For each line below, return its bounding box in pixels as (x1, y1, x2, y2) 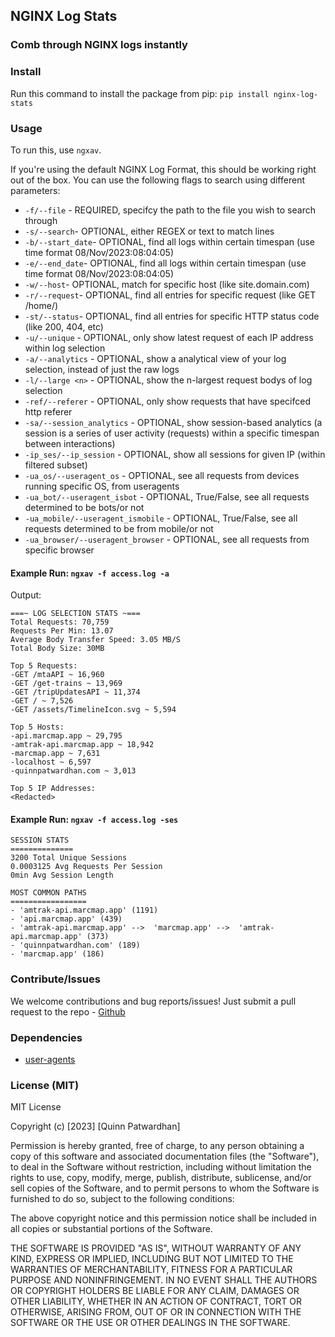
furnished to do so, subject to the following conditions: (10, 1193, 235, 1205)
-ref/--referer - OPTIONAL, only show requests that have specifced (24, 395, 311, 407)
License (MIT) (10, 1078, 80, 1092)
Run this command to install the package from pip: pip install (10, 87, 270, 99)
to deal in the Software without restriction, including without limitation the (10, 1161, 312, 1173)
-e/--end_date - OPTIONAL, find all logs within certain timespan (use (24, 257, 307, 269)
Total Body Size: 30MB (10, 644, 105, 654)
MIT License (10, 1101, 62, 1113)
